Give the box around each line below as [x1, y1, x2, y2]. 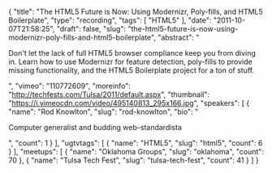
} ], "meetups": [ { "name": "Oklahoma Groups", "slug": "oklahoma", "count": [8, 147, 264, 156]
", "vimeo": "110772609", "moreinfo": [8, 81, 132, 91]
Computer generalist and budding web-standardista [8, 123, 183, 132]
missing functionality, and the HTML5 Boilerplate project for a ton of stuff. [8, 65, 255, 75]
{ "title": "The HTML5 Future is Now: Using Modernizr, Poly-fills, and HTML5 [8, 7, 264, 16]
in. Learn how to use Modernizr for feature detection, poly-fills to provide [8, 57, 253, 66]
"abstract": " [158, 32, 200, 42]
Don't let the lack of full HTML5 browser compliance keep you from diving [8, 49, 256, 57]
